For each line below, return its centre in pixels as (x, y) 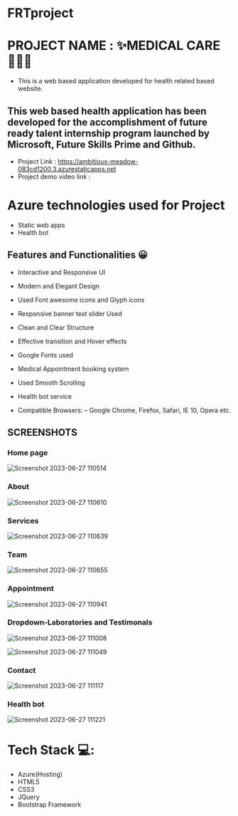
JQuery (29, 797)
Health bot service (45, 396)
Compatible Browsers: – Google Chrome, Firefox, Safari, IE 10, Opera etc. (124, 410)
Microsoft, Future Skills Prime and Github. (102, 144)
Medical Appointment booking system (73, 369)
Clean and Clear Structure (56, 327)
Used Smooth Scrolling (51, 382)
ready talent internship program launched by (108, 133)
